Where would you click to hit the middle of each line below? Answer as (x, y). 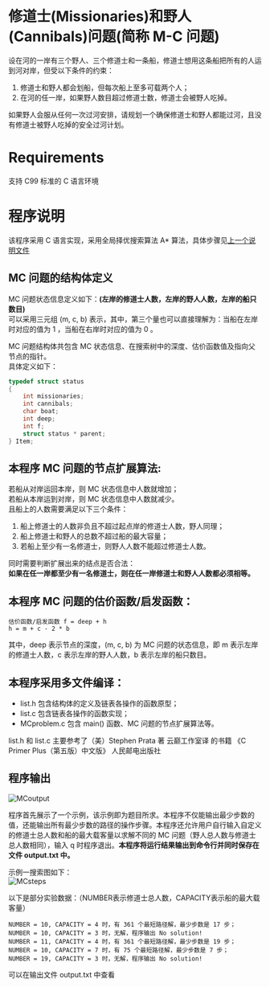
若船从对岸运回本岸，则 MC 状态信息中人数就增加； (94, 489)
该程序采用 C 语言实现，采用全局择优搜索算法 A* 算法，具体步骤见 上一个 (129, 240)
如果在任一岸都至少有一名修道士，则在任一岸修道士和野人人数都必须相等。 (131, 573)
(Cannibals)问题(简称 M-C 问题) (114, 37)
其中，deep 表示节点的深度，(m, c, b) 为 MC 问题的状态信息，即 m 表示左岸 (133, 645)
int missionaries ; (53, 396)
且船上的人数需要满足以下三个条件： (68, 509)
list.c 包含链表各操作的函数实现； (75, 713)
